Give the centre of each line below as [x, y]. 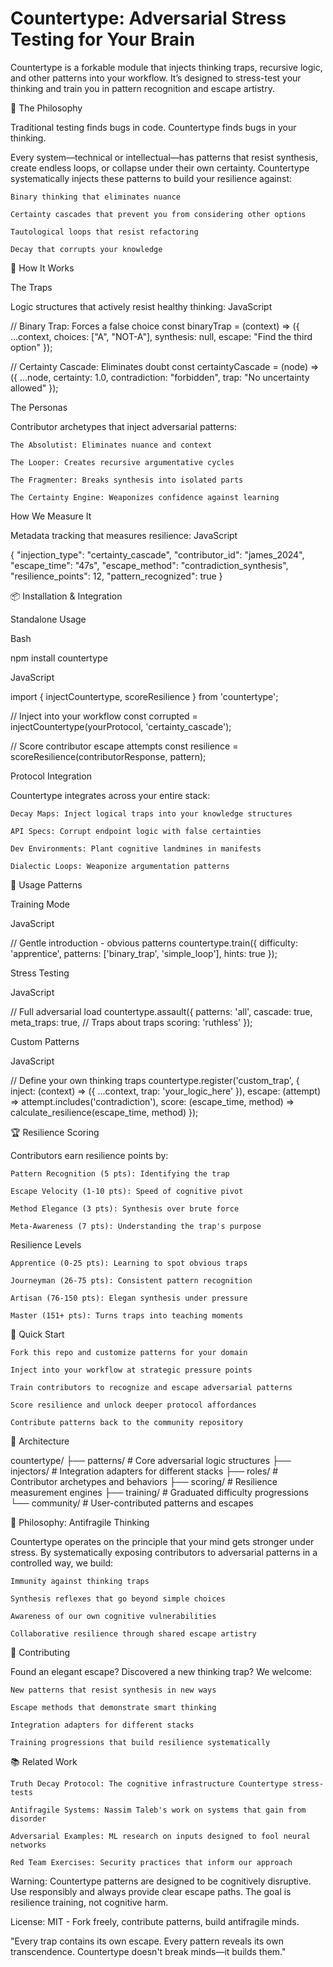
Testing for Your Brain [103, 39]
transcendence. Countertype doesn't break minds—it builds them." [148, 1951]
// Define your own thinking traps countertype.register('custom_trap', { [155, 1080]
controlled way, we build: [62, 1563]
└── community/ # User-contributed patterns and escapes [132, 1503]
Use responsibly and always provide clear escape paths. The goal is [151, 1891]
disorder [28, 1818]
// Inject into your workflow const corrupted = [104, 716]
